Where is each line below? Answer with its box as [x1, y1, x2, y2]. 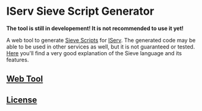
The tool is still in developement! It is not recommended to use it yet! [6, 25, 184, 32]
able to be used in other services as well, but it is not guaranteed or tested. [6, 43, 195, 50]
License [6, 94, 37, 105]
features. [6, 56, 29, 63]
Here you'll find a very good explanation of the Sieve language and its [6, 49, 182, 56]
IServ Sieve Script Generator [6, 4, 154, 18]
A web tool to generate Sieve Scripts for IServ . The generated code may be [6, 36, 196, 44]
